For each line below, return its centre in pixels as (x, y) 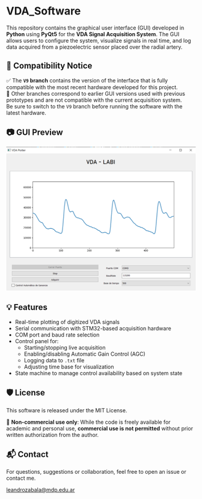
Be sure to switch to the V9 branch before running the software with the (94, 106)
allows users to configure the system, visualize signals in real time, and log (99, 40)
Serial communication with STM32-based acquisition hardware (93, 328)
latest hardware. (26, 113)
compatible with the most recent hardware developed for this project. (92, 87)
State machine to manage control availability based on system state (99, 373)
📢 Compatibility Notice (49, 66)
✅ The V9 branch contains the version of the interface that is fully (87, 80)
